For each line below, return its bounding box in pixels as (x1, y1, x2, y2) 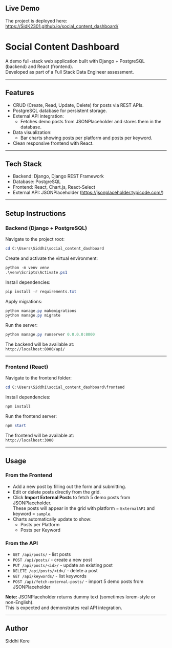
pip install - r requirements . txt (5, 289, 77, 294)
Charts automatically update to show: (12, 516, 92, 522)
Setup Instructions (5, 209, 66, 218)
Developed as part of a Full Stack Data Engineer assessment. (5, 69, 134, 75)
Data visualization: (12, 129, 52, 135)
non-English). (5, 599, 34, 606)
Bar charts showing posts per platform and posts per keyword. (20, 135, 153, 141)
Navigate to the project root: (5, 236, 65, 242)
